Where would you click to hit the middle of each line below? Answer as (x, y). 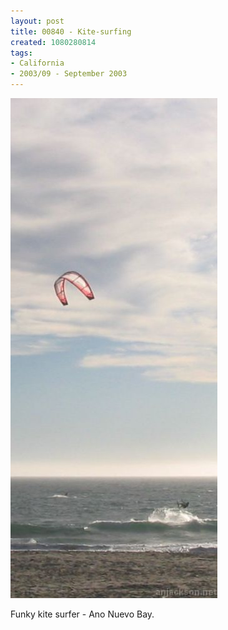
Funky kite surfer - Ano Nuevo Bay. (82, 614)
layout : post (37, 21)
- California (37, 63)
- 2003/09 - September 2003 (69, 74)
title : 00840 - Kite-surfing (71, 31)
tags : (21, 53)
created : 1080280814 (53, 42)
